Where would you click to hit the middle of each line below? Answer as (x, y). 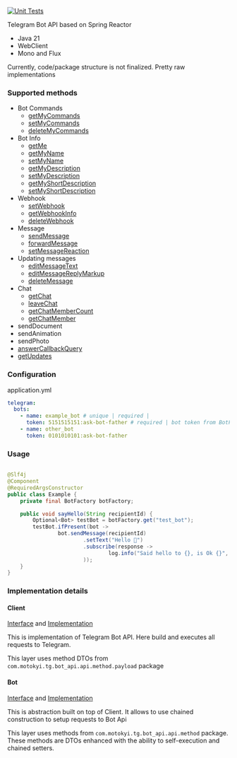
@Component (23, 482)
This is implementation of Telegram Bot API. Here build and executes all (111, 637)
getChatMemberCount (61, 311)
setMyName (46, 161)
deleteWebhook (51, 221)
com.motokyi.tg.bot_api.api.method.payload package (86, 666)
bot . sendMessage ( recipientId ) (102, 534)
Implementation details (48, 591)
